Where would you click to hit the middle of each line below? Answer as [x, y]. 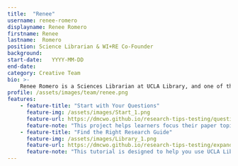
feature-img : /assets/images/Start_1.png [88, 112]
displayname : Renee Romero [47, 27]
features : [22, 100]
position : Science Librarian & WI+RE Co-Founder [80, 47]
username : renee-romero [42, 20]
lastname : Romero [34, 40]
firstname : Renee [33, 34]
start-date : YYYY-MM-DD [45, 60]
